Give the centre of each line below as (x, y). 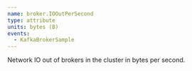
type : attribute (31, 20)
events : (19, 33)
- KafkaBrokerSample (44, 40)
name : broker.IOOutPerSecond (50, 14)
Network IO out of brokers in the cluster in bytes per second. (96, 60)
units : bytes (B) (33, 27)
